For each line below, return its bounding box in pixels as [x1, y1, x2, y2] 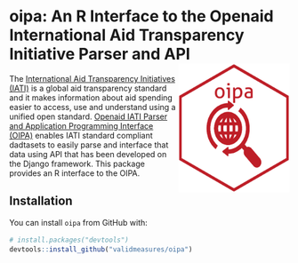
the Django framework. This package [9, 158, 145, 169]
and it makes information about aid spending [9, 92, 173, 103]
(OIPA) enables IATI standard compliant [9, 130, 153, 140]
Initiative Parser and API [9, 44, 191, 64]
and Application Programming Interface [9, 120, 154, 131]
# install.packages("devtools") [9, 235, 129, 244]
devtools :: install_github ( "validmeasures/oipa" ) [9, 244, 193, 254]
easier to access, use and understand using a [9, 101, 176, 112]
